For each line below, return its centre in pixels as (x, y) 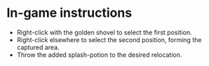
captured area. (38, 47)
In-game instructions (69, 13)
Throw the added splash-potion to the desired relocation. (99, 55)
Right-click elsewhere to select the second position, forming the (109, 39)
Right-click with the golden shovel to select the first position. (104, 32)
